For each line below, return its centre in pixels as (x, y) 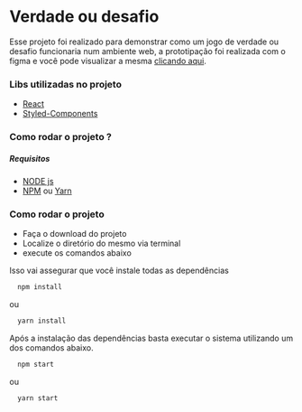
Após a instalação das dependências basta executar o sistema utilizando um (151, 338)
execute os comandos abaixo (77, 253)
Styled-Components (60, 114)
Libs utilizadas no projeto (65, 84)
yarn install (42, 321)
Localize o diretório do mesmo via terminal (101, 243)
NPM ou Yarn (47, 191)
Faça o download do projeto (74, 234)
